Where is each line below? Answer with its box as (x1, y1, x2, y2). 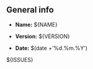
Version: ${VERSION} (15, 33, 70, 40)
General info (6, 5, 54, 15)
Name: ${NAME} (15, 21, 58, 28)
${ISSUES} (6, 56, 33, 63)
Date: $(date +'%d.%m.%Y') (15, 44, 88, 51)
